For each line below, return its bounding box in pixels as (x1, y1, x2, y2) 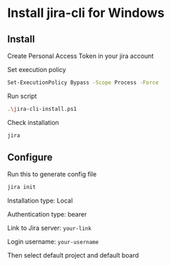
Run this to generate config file (7, 170, 97, 179)
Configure (7, 152, 53, 164)
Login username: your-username (7, 238, 99, 246)
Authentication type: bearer (7, 210, 87, 219)
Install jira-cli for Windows (7, 5, 165, 21)
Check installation (7, 118, 60, 126)
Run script (7, 92, 37, 100)
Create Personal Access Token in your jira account (7, 52, 154, 60)
